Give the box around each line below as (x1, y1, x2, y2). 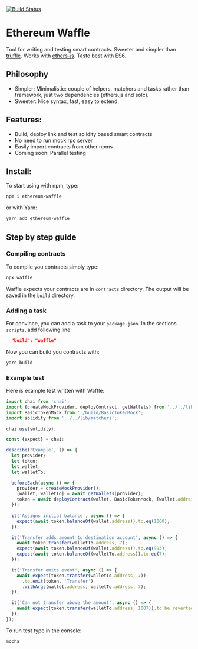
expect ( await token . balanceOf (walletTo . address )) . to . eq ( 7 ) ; (16, 551, 167, 557)
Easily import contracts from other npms (14, 143, 113, 150)
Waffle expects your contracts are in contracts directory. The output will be (6, 285, 189, 292)
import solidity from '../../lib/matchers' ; (6, 415, 117, 421)
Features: (6, 115, 42, 125)
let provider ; (11, 453, 46, 459)
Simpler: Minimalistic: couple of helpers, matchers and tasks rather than (14, 85, 190, 92)
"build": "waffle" (11, 337, 57, 343)
